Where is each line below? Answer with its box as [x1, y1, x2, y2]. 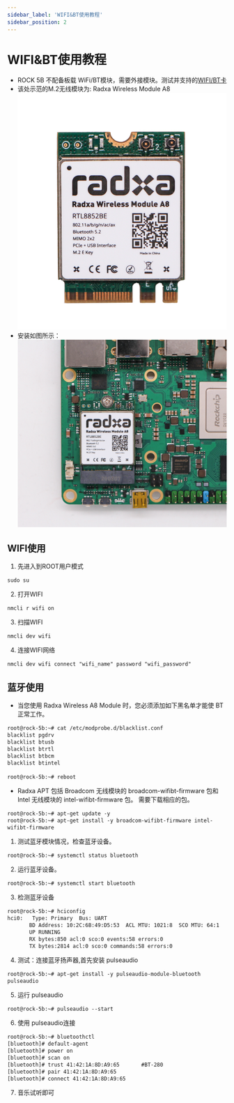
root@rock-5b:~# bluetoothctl [7, 1033, 95, 1041]
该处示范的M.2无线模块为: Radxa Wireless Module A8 [17, 84, 171, 93]
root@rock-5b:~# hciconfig [7, 908, 86, 915]
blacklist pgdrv [7, 732, 54, 739]
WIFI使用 [7, 542, 46, 554]
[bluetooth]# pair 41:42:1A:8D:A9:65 [7, 1068, 117, 1076]
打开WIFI [17, 590, 43, 599]
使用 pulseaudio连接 [17, 1019, 76, 1027]
